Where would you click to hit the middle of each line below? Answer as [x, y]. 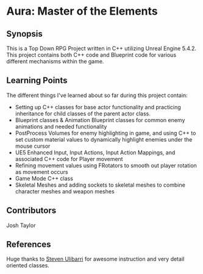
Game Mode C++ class [44, 178]
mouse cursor [33, 146]
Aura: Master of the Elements [82, 11]
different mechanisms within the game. [55, 61]
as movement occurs [41, 171]
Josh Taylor [21, 225]
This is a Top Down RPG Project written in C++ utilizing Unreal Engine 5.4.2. [101, 48]
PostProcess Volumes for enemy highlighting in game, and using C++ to [105, 133]
